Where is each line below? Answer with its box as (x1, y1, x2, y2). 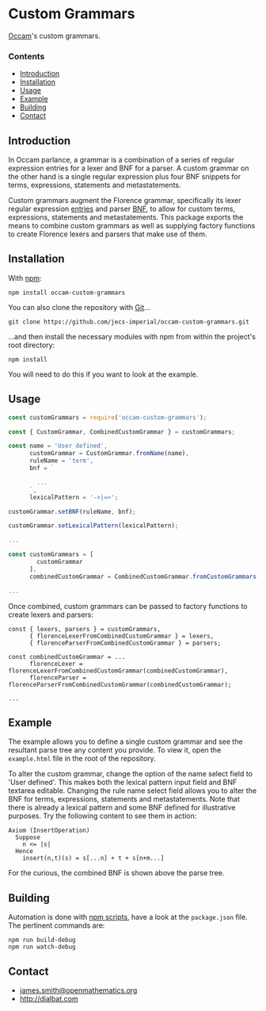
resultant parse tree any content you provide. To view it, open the (8, 745, 222, 755)
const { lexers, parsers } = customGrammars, (8, 625, 161, 633)
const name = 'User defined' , (8, 442, 108, 450)
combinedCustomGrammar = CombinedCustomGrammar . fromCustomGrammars (28, 573, 257, 580)
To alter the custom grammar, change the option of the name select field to (8, 769, 253, 779)
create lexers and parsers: (8, 610, 93, 619)
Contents (8, 51, 45, 62)
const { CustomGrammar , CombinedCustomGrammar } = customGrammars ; (8, 427, 236, 436)
